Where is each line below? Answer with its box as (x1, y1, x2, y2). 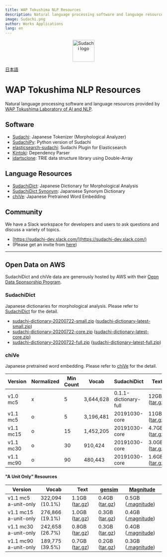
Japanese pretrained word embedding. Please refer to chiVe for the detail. (5, 363, 158, 369)
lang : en (5, 26, 23, 31)
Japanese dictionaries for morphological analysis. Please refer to (5, 303, 138, 309)
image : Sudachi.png (5, 16, 46, 21)
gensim (100, 486, 118, 493)
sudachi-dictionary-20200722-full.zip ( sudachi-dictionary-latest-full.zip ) (12, 339, 162, 345)
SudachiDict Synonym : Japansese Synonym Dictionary (12, 188, 125, 194)
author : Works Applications (5, 21, 64, 26)
